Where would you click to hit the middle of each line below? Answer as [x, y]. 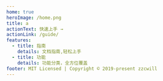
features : [19, 40]
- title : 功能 [29, 57]
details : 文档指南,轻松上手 [49, 52]
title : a [17, 23]
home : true [20, 12]
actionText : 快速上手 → [35, 29]
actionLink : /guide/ [33, 35]
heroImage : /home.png [34, 18]
